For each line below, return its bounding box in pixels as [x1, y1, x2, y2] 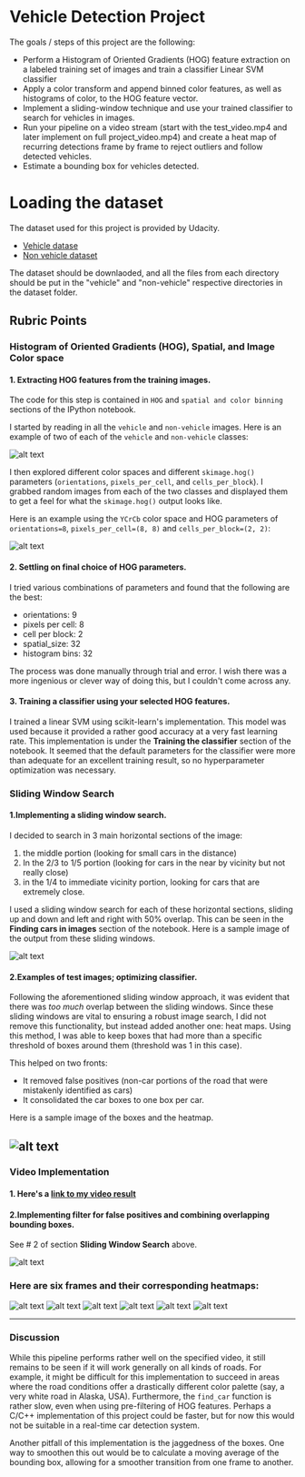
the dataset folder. [9, 287, 78, 298]
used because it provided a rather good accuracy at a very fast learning [9, 725, 279, 736]
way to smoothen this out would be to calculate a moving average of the [9, 1447, 280, 1458]
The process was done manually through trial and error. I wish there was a [9, 665, 288, 676]
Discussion [9, 1331, 61, 1344]
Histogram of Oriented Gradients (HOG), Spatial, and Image [9, 340, 275, 353]
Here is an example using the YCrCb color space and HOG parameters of [9, 513, 279, 524]
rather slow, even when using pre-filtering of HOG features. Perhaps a [9, 1400, 271, 1411]
